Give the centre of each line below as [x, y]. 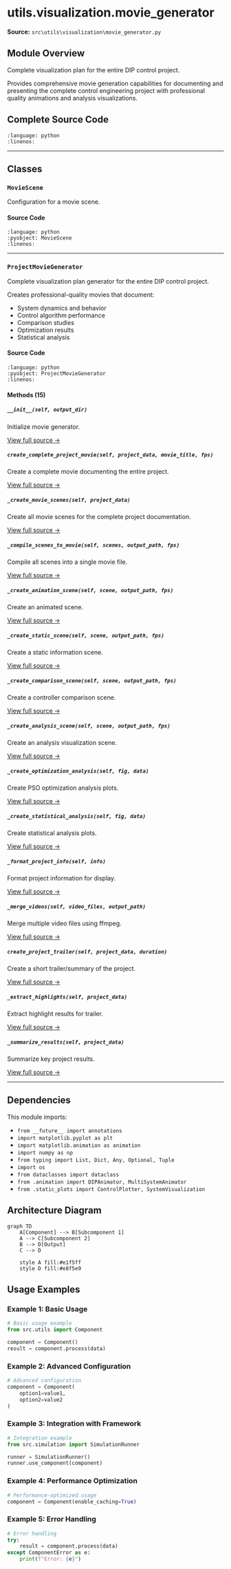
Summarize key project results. [51, 1059]
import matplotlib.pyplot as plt [65, 1138]
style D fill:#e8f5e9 [50, 1268]
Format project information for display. [61, 878]
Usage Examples [44, 1290]
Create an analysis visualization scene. [62, 743]
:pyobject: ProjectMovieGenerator [57, 373]
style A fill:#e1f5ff [50, 1262]
